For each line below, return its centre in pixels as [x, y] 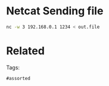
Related [25, 51]
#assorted [18, 78]
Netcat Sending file [55, 11]
